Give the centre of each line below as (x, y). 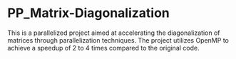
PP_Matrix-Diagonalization (88, 13)
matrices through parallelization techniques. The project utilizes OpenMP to (118, 40)
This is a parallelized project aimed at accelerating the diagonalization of (114, 33)
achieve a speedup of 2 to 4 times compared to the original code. (103, 48)
